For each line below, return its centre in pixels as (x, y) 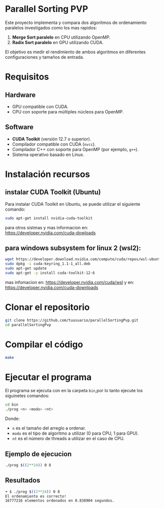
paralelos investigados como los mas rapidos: (51, 27)
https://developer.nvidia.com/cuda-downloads (52, 287)
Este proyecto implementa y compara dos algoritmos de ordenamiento (76, 22)
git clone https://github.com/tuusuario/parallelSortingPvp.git (72, 320)
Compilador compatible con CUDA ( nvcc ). (54, 144)
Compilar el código (44, 344)
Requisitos (27, 77)
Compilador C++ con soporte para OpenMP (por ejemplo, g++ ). (75, 149)
